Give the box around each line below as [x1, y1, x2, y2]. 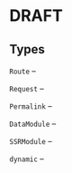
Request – [9, 83, 45, 93]
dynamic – [9, 153, 45, 164]
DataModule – [9, 119, 57, 129]
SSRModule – [9, 136, 52, 146]
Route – [9, 65, 36, 76]
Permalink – [9, 101, 52, 111]
